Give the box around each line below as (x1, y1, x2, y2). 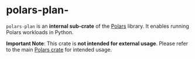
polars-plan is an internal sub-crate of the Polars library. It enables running (6, 23, 189, 30)
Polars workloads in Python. (6, 28, 74, 35)
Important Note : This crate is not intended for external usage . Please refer (6, 40, 189, 47)
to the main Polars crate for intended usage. (6, 46, 112, 53)
